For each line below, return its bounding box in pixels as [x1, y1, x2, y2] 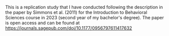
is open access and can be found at [5, 20, 80, 26]
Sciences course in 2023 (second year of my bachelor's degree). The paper [5, 15, 164, 20]
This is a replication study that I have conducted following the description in [5, 4, 163, 10]
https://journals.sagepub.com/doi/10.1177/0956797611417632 [5, 25, 133, 31]
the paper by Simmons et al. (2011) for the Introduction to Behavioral [5, 9, 148, 15]
